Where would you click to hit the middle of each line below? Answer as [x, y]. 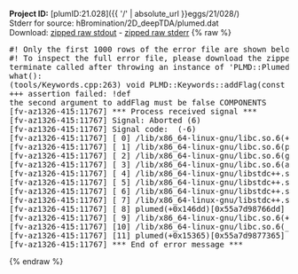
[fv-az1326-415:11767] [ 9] [70, 218]
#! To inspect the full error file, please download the [136, 58]
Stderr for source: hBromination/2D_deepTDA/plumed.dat [114, 23]
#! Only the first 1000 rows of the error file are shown [138, 49]
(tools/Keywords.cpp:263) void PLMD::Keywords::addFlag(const [147, 85]
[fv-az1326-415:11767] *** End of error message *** [126, 244]
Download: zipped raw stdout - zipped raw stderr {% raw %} [121, 32]
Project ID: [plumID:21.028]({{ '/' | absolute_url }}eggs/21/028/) [125, 14]
